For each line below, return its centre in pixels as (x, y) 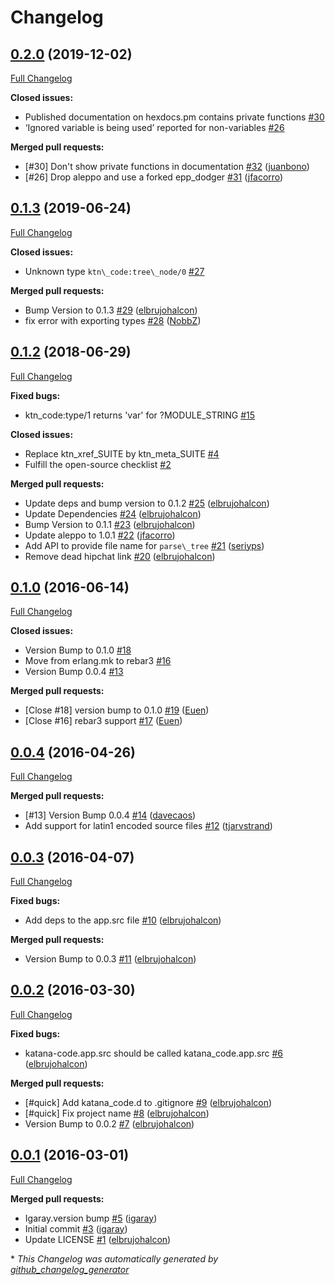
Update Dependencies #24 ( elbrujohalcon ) (113, 513)
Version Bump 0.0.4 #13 (74, 672)
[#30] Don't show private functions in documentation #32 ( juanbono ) (167, 166)
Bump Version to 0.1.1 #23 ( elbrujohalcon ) (110, 524)
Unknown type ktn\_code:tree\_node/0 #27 (114, 271)
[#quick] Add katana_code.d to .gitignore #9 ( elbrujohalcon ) (148, 1102)
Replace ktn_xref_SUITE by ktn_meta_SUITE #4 (122, 453)
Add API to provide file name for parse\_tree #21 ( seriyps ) (144, 545)
